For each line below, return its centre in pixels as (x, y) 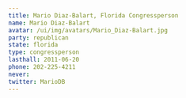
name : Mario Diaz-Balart (49, 23)
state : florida (33, 45)
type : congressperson (44, 52)
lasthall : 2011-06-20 (44, 60)
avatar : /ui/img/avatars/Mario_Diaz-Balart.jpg (88, 30)
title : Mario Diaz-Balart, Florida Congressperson (93, 15)
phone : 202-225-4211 (42, 67)
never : (19, 74)
